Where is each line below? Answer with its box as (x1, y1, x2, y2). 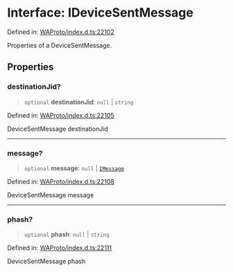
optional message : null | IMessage (24, 164, 125, 172)
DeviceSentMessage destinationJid (7, 125, 109, 133)
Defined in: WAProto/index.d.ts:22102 (7, 28, 114, 36)
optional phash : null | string (24, 230, 110, 239)
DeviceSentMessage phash (7, 257, 85, 266)
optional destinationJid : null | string (24, 98, 134, 106)
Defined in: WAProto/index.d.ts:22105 (7, 111, 114, 119)
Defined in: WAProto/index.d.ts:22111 (7, 244, 112, 252)
